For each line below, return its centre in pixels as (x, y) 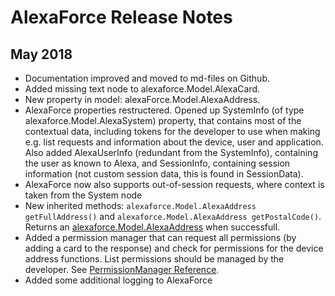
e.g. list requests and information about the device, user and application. (174, 142)
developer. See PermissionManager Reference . (122, 269)
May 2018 (41, 54)
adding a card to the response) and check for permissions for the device (174, 248)
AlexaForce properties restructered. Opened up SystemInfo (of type (164, 110)
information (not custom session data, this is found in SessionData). (164, 174)
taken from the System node (83, 195)
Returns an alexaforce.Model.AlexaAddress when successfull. (152, 227)
